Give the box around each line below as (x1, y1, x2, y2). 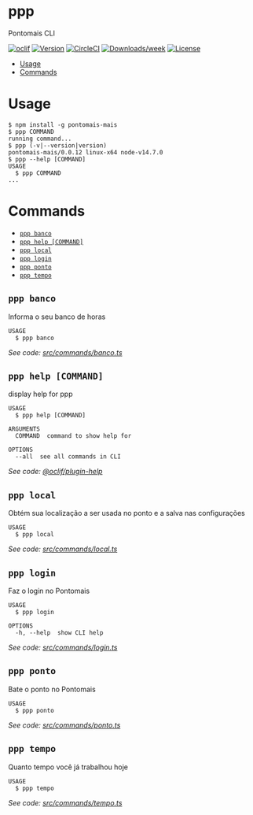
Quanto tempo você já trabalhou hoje (8, 762, 128, 772)
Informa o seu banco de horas (8, 312, 106, 321)
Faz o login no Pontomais (8, 586, 90, 596)
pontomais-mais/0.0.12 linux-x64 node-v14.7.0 (8, 148, 163, 156)
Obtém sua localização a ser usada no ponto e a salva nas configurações (8, 509, 245, 518)
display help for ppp (8, 389, 73, 399)
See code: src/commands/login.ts (8, 643, 118, 652)
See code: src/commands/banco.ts (8, 347, 123, 357)
